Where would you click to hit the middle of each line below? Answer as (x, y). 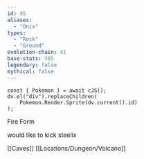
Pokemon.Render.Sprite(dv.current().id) (79, 102)
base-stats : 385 (30, 59)
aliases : (20, 20)
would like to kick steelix (42, 135)
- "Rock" (26, 39)
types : (17, 33)
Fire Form (21, 121)
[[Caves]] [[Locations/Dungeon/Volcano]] (66, 148)
